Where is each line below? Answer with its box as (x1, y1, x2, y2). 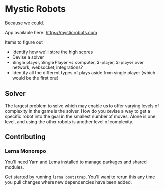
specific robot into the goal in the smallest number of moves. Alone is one (5, 113, 156, 119)
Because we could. (5, 20, 45, 26)
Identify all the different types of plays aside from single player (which (12, 69, 156, 75)
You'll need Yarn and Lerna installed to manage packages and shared (5, 159, 147, 165)
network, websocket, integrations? (12, 64, 83, 70)
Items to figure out (5, 39, 43, 45)
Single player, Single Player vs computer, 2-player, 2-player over (12, 59, 144, 65)
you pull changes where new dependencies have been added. (5, 179, 132, 185)
